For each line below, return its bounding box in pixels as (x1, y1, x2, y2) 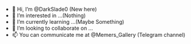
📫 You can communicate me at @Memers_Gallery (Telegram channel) (11, 32, 186, 38)
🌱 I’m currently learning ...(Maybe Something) (11, 18, 125, 25)
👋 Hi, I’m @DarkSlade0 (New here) (11, 6, 97, 12)
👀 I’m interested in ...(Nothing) (11, 12, 86, 19)
